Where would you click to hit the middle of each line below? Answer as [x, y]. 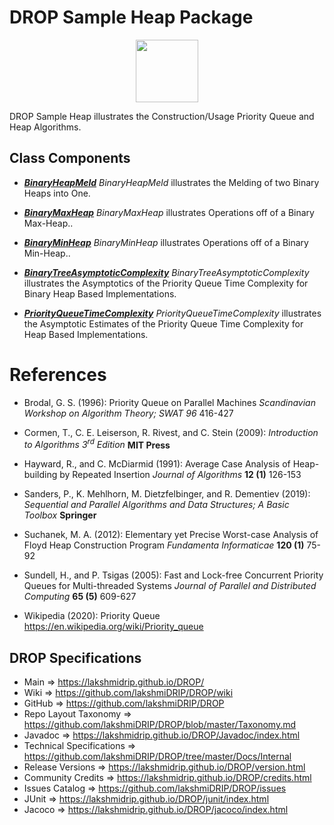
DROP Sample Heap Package [131, 17]
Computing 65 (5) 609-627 [80, 597]
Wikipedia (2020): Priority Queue [92, 616]
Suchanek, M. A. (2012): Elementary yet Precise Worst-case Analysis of [171, 535]
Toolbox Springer [60, 515]
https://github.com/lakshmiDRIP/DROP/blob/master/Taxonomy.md [160, 725]
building [40, 475]
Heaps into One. [57, 193]
